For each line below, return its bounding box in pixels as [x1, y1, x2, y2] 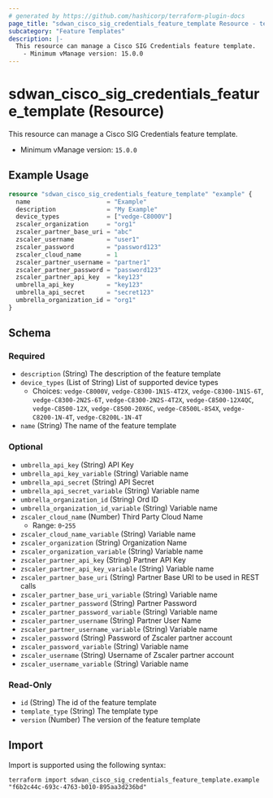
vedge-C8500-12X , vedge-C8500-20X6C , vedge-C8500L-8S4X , [32, 404, 222, 414]
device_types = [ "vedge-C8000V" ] [15, 213, 173, 221]
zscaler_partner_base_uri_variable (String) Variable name [19, 590, 218, 599]
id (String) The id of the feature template [19, 698, 157, 708]
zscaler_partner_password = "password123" [15, 265, 162, 274]
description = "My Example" [15, 205, 158, 213]
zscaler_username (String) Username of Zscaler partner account [19, 650, 234, 660]
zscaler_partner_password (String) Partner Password [19, 598, 197, 607]
